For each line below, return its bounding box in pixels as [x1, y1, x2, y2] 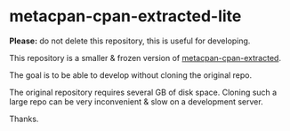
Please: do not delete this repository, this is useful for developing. [9, 35, 251, 46]
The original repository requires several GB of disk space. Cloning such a [9, 87, 278, 97]
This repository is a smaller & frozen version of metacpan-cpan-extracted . [9, 52, 282, 63]
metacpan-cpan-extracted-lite [9, 6, 242, 27]
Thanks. [9, 113, 39, 124]
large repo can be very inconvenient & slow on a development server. [9, 96, 264, 107]
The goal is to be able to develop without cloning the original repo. [9, 69, 253, 81]
